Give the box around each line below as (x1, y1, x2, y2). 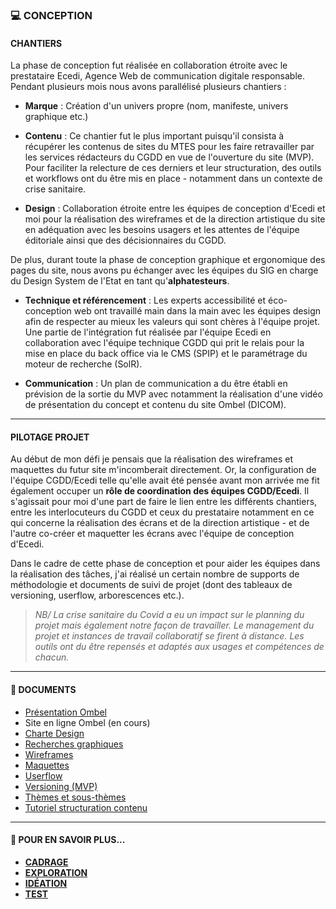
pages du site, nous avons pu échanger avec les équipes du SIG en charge (10, 264, 319, 277)
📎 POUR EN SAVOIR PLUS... (10, 834, 126, 846)
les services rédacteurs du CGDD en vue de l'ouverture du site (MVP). (24, 151, 315, 163)
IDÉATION (24, 877, 68, 889)
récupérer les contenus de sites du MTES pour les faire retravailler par (24, 141, 315, 153)
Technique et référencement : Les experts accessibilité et (24, 294, 267, 307)
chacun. (34, 651, 70, 663)
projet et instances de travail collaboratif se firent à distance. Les (34, 630, 305, 642)
